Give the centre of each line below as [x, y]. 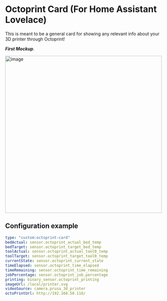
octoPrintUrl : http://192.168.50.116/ [45, 293]
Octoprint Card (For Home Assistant [81, 9]
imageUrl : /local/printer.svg [37, 284]
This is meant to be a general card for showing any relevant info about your [82, 34]
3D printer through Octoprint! [35, 39]
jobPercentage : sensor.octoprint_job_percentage [57, 275]
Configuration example [42, 226]
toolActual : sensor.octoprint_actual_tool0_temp [57, 251]
